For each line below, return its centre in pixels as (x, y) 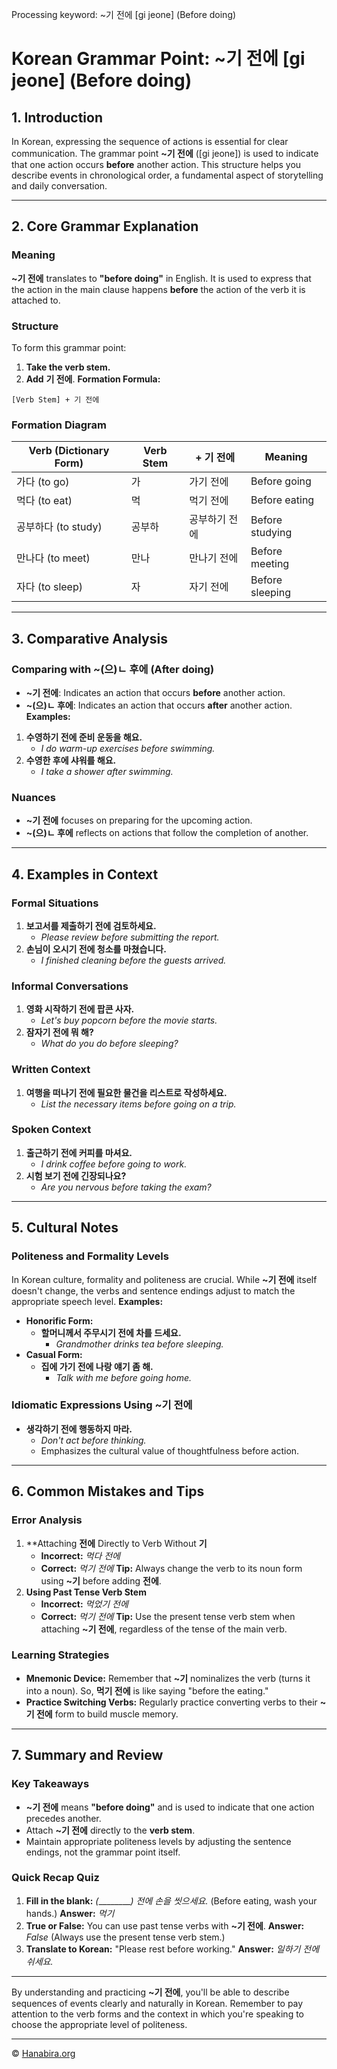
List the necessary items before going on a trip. (138, 1104)
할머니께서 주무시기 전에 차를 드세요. (111, 1332)
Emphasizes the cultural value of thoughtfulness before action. (170, 1450)
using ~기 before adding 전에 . (101, 1580)
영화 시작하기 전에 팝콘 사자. (80, 1009)
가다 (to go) (43, 482)
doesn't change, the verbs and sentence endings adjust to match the (153, 1290)
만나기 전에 (214, 558)
